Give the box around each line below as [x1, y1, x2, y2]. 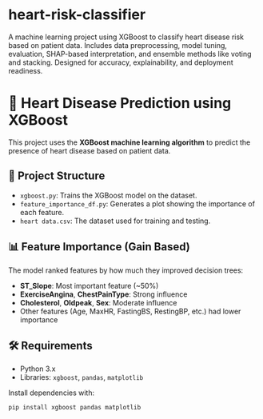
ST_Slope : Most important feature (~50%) [19, 281, 159, 290]
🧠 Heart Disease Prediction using [8, 94, 232, 113]
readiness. [8, 66, 43, 75]
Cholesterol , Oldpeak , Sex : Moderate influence [19, 297, 177, 307]
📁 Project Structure [8, 170, 106, 183]
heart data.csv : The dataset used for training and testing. [19, 216, 211, 225]
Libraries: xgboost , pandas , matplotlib [19, 373, 144, 382]
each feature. [19, 207, 65, 217]
